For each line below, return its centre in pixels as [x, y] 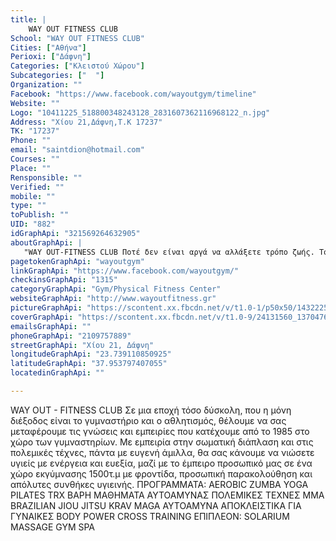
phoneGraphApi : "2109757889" [71, 336]
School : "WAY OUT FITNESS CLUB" [77, 38]
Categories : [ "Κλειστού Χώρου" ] [77, 66]
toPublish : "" [40, 215]
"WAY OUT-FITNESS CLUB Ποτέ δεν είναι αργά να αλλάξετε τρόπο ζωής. [169, 252]
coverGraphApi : [42, 317]
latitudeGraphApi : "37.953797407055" [89, 364]
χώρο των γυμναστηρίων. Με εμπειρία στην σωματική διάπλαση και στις [162, 442]
